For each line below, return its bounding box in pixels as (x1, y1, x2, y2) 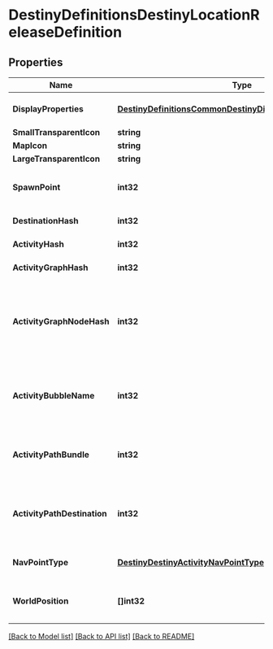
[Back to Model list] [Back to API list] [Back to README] (8, 632, 195, 641)
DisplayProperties (12, 103, 84, 115)
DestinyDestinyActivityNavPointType (117, 557, 264, 568)
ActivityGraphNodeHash (12, 316, 110, 327)
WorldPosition (12, 595, 69, 607)
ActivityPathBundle (12, 449, 89, 460)
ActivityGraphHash (12, 262, 89, 273)
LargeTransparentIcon (12, 153, 100, 164)
